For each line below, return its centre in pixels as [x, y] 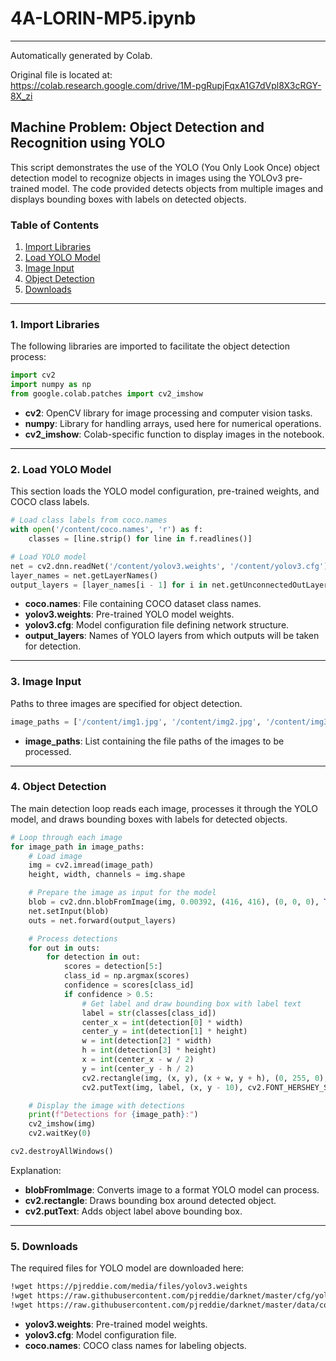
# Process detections [73, 938]
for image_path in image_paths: [77, 847]
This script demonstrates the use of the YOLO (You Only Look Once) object [165, 167]
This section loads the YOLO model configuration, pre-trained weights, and [165, 491]
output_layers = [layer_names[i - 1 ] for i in [109, 585]
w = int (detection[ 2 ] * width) [147, 1041]
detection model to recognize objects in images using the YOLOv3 [146, 178]
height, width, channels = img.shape [107, 875]
